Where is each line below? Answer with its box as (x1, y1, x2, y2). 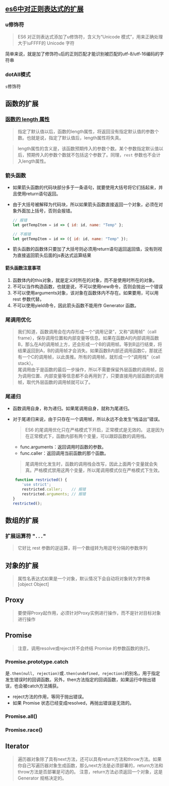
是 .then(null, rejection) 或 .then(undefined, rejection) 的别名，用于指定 (5, 670, 160, 676)
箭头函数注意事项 (5, 265, 41, 271)
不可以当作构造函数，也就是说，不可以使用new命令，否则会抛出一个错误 (12, 283, 163, 289)
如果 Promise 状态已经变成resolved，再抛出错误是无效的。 (12, 700, 135, 706)
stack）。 (17, 360, 36, 366)
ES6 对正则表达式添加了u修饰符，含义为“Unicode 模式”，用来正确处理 (17, 33, 163, 39)
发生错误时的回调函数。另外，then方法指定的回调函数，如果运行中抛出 (5, 676, 152, 682)
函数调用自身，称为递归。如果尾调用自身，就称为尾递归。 (12, 406, 132, 412)
